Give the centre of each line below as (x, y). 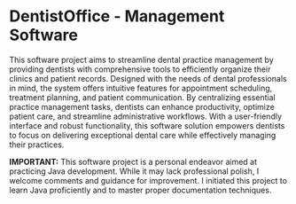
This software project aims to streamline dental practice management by (142, 59)
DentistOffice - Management (117, 16)
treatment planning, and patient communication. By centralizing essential (143, 97)
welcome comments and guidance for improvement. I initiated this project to (148, 180)
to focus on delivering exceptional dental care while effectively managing (143, 135)
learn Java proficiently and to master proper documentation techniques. (140, 190)
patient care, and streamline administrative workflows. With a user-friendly (145, 116)
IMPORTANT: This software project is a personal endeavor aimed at (133, 161)
